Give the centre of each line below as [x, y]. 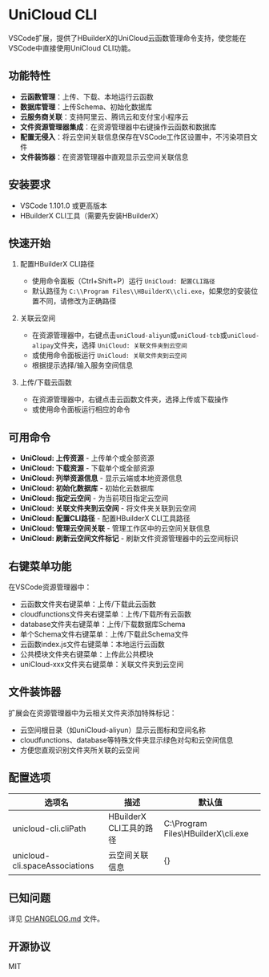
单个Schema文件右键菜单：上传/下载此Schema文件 [104, 634]
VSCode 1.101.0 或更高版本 [63, 206]
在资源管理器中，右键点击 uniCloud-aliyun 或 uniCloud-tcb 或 [129, 336]
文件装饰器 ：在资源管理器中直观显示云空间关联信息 [104, 157]
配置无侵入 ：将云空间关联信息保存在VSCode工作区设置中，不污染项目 [135, 136]
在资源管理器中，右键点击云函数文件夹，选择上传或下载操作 [130, 400]
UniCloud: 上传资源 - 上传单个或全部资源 [87, 458]
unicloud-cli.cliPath [49, 828]
